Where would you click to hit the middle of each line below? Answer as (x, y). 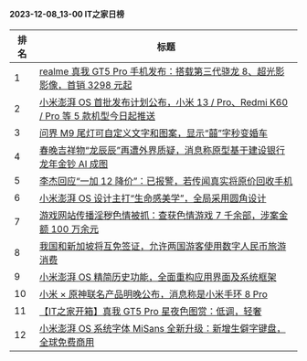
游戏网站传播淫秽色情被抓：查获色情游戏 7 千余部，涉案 (159, 216)
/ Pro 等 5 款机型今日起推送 (98, 116)
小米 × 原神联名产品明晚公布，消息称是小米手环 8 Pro (153, 294)
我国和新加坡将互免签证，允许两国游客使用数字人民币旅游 (163, 247)
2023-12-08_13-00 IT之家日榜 (67, 14)
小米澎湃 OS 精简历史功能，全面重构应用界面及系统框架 (158, 277)
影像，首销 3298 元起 (86, 85)
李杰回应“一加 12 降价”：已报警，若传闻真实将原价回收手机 (166, 181)
